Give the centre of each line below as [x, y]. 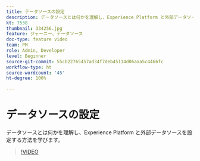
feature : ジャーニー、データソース [45, 34]
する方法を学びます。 [37, 140]
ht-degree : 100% [26, 78]
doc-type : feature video [37, 39]
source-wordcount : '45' [36, 73]
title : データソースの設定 [35, 12]
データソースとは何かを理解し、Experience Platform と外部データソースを [97, 132]
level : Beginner [26, 56]
